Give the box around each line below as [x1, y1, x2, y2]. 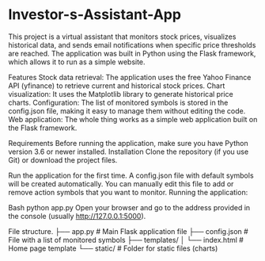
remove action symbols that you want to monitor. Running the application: [8, 187, 248, 197]
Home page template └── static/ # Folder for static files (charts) [8, 244, 218, 253]
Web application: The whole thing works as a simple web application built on [8, 114, 258, 124]
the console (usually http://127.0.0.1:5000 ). [8, 211, 146, 221]
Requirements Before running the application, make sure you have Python [8, 138, 248, 148]
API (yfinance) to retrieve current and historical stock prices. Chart [8, 81, 225, 90]
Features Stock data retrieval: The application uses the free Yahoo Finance [8, 72, 252, 82]
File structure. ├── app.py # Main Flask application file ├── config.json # [8, 226, 249, 236]
